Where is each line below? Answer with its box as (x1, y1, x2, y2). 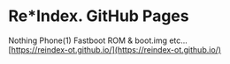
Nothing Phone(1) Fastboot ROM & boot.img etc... (8, 35, 188, 46)
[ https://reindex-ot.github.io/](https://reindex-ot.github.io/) (8, 44, 222, 54)
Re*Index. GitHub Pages (8, 6, 189, 26)
